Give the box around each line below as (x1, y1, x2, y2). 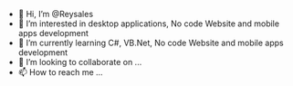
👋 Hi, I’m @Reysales (17, 9, 94, 19)
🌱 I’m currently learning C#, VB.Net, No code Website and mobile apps (17, 37, 285, 48)
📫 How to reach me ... (17, 67, 103, 77)
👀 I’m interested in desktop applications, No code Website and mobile (17, 18, 280, 29)
